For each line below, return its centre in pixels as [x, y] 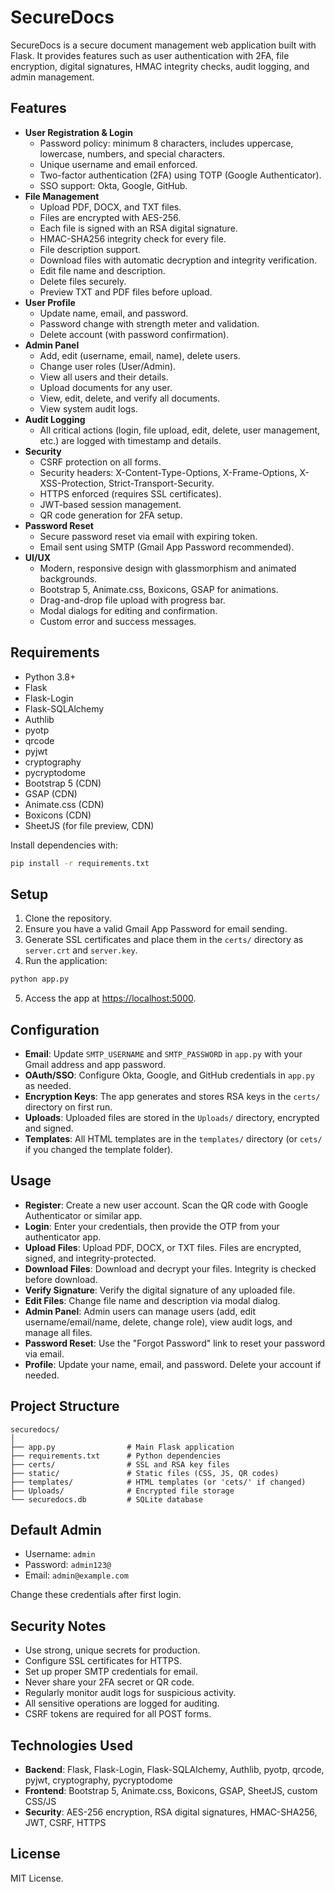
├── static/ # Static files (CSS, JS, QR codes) [145, 1473]
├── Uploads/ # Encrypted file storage [122, 1491]
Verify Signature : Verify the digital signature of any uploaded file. [160, 1290]
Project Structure [65, 1406]
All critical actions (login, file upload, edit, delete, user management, [180, 430]
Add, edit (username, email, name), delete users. [140, 355]
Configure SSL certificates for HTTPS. [103, 1661]
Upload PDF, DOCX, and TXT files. [110, 207]
